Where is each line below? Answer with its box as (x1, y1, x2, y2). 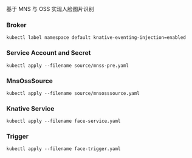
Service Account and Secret (6, 49, 91, 57)
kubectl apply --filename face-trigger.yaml (6, 146, 121, 152)
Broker (6, 21, 27, 29)
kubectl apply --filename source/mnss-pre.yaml (6, 63, 129, 69)
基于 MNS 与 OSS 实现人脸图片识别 (6, 5, 94, 12)
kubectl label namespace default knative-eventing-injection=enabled (6, 35, 187, 41)
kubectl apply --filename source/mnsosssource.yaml (6, 90, 140, 96)
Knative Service (6, 104, 55, 112)
